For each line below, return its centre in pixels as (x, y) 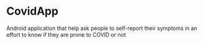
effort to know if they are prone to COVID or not (66, 34)
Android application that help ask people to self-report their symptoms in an (102, 28)
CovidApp (32, 11)
